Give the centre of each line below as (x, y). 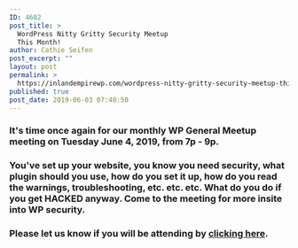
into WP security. (47, 210)
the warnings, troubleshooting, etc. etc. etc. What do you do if (145, 188)
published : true (39, 91)
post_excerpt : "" (41, 58)
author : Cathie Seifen (51, 50)
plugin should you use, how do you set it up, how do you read (143, 176)
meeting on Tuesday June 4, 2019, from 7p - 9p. (114, 142)
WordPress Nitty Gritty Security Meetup (93, 34)
